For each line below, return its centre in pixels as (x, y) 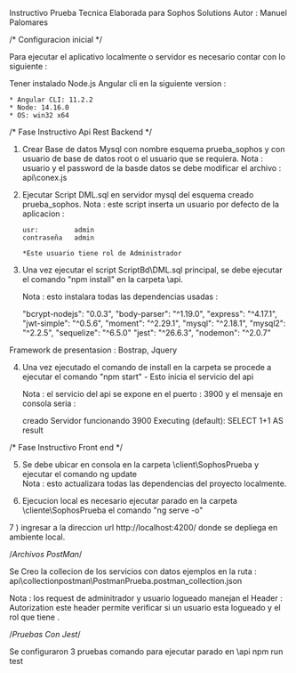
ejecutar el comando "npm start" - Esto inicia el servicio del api (138, 377)
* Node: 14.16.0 (39, 108)
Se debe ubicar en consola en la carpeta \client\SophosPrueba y (140, 465)
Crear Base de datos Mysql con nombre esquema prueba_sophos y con (154, 149)
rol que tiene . (35, 617)
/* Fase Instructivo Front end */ (66, 447)
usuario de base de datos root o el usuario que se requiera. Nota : (143, 158)
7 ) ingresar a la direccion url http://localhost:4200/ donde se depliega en (144, 527)
